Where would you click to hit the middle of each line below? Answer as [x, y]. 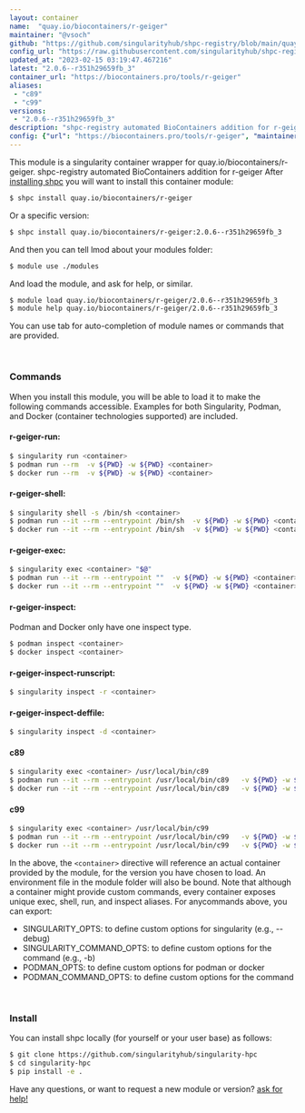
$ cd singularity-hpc [50, 1063]
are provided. [34, 336]
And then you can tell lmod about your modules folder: [111, 249]
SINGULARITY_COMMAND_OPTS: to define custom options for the [147, 948]
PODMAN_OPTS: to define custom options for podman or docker [143, 967]
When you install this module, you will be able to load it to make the [135, 396]
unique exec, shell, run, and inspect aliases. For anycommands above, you [148, 901]
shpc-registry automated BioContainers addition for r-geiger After [161, 171]
